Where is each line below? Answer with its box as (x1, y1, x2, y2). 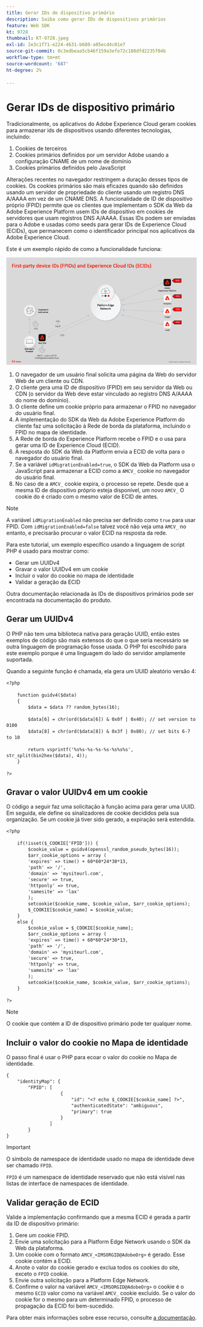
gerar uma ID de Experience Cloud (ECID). (14, 442, 121, 449)
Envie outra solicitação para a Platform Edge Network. (14, 1277, 150, 1284)
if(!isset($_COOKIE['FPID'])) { (17, 841, 98, 847)
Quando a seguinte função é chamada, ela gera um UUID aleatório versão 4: (6, 667, 196, 674)
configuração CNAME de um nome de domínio (14, 158, 132, 165)
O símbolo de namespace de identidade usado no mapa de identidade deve (6, 1155, 195, 1162)
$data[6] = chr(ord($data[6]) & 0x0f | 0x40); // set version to (28, 716, 196, 722)
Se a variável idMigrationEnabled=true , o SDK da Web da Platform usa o (14, 460, 195, 468)
